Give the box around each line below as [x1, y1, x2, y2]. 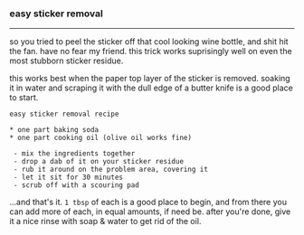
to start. [9, 92, 39, 103]
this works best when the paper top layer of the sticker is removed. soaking [9, 73, 291, 84]
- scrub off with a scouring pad [13, 181, 140, 190]
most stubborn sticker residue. [9, 55, 124, 66]
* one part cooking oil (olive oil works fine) [9, 134, 193, 143]
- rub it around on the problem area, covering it [13, 165, 208, 174]
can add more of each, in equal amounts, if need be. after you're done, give [9, 206, 291, 217]
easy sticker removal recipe [9, 109, 119, 119]
